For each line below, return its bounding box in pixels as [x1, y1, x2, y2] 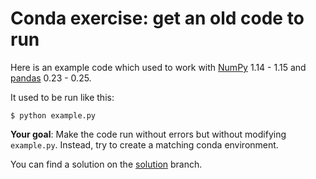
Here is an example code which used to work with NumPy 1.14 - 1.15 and [10, 61, 307, 73]
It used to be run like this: [10, 91, 115, 103]
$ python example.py [10, 110, 97, 121]
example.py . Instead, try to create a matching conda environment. [10, 138, 279, 151]
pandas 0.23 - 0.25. [10, 72, 92, 84]
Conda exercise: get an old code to [10, 7, 305, 30]
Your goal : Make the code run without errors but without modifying [10, 128, 287, 140]
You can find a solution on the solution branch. [10, 158, 203, 170]
